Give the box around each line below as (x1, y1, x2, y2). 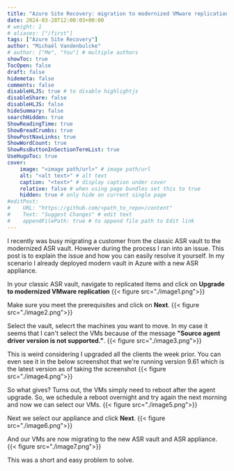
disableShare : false (7, 95, 68, 102)
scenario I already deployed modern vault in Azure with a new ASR (7, 258, 198, 267)
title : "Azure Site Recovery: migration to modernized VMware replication (7, 10, 229, 17)
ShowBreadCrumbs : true (7, 127, 73, 134)
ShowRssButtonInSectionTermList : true (7, 146, 120, 153)
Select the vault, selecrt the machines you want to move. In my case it (7, 321, 208, 330)
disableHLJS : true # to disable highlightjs (7, 88, 139, 95)
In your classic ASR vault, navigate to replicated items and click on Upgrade (7, 279, 225, 288)
